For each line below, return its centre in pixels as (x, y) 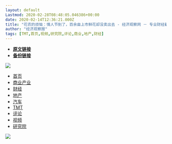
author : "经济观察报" (26, 29)
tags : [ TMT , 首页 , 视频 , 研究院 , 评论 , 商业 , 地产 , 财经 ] (55, 34)
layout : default (23, 10)
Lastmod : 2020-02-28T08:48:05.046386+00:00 (52, 15)
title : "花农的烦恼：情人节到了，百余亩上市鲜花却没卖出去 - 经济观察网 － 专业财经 (85, 24)
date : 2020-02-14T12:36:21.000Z (40, 19)
